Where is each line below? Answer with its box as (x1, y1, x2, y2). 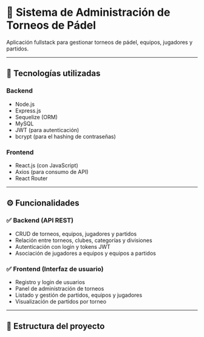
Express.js (15, 106, 41, 114)
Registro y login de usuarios (15, 278, 85, 285)
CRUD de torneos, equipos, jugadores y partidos (15, 230, 137, 237)
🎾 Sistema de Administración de (6, 5, 171, 19)
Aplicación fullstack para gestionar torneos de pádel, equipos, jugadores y (6, 38, 193, 46)
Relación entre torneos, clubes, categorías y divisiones (15, 237, 153, 244)
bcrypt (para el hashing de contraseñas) (15, 133, 117, 140)
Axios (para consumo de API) (15, 168, 89, 175)
